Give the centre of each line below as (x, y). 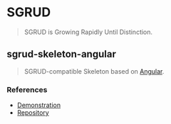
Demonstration (39, 105)
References (27, 89)
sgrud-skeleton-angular (62, 54)
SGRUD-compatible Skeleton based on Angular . (94, 71)
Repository (33, 113)
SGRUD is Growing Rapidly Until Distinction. (88, 32)
